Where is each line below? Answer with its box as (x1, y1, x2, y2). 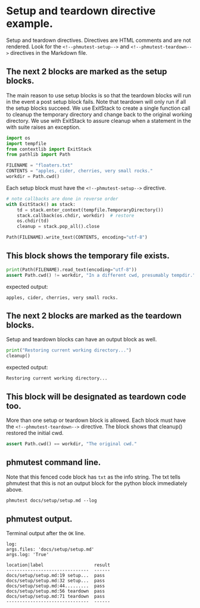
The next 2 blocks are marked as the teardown (6, 310, 182, 320)
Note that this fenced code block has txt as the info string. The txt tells (6, 473, 180, 480)
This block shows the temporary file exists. (6, 251, 170, 261)
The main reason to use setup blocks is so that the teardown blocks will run (6, 91, 192, 99)
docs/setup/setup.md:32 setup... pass (6, 578, 105, 584)
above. (6, 486, 23, 493)
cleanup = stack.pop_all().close (17, 224, 100, 230)
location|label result (6, 562, 111, 568)
